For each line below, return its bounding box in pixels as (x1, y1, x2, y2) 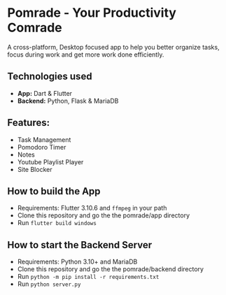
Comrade (7, 20, 63, 36)
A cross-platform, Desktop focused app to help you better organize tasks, (7, 43, 220, 51)
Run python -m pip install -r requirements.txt (17, 273, 160, 281)
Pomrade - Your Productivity (7, 5, 177, 21)
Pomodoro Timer (17, 143, 66, 151)
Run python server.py (17, 280, 81, 288)
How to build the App (7, 185, 101, 197)
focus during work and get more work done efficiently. (7, 50, 164, 59)
